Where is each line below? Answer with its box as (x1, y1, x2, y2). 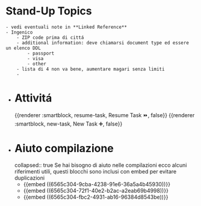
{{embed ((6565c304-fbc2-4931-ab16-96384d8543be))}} (23, 193, 169, 201)
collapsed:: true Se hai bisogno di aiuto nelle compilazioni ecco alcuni (14, 161, 187, 169)
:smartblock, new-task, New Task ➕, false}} (14, 120, 123, 127)
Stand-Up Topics (5, 4, 93, 18)
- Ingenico (5, 29, 33, 35)
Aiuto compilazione (14, 142, 114, 156)
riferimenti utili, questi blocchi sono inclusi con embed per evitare (14, 168, 177, 175)
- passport (27, 50, 55, 56)
